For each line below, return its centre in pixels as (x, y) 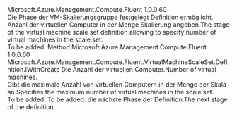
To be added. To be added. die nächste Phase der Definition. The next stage (117, 99)
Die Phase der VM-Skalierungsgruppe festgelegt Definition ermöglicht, (110, 17)
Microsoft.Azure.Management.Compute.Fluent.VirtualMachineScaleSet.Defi (117, 62)
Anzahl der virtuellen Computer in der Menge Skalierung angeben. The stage (118, 25)
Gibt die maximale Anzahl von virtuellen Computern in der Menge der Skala (117, 85)
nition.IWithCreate (34, 69)
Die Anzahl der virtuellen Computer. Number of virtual (139, 69)
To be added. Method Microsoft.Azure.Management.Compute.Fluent (107, 47)
